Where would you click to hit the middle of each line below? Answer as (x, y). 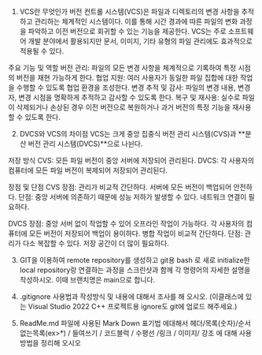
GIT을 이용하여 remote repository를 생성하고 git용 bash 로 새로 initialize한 (135, 260)
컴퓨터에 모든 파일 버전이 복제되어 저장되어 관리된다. (88, 170)
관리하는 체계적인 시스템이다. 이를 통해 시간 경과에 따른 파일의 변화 (136, 21)
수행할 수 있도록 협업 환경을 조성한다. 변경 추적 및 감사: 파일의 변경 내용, (126, 88)
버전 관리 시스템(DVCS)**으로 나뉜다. (85, 144)
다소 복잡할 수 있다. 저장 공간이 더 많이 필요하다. (96, 243)
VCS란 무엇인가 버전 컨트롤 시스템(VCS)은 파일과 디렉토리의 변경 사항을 (129, 11)
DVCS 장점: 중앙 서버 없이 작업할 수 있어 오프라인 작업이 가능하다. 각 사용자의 (126, 224)
